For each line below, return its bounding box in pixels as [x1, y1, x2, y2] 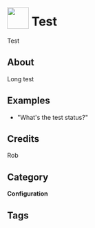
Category [7, 171, 49, 183]
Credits [7, 133, 40, 145]
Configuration [7, 189, 48, 198]
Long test [7, 74, 34, 83]
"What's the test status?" [17, 113, 88, 121]
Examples [7, 95, 50, 107]
